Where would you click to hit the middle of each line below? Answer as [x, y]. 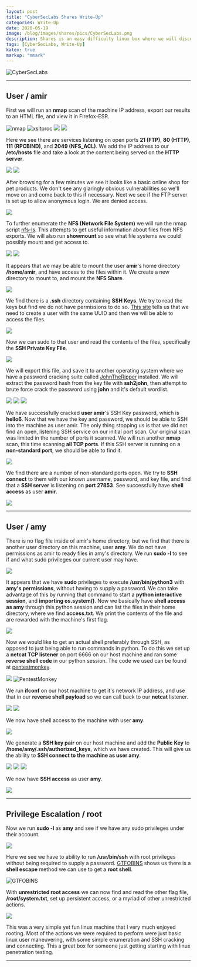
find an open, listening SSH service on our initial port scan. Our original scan [98, 432]
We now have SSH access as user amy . [54, 779]
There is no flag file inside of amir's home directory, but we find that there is [98, 541]
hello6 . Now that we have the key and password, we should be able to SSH [97, 419]
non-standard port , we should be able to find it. [64, 450]
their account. [23, 835]
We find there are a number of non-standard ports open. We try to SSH [92, 473]
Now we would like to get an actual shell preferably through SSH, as [88, 642]
